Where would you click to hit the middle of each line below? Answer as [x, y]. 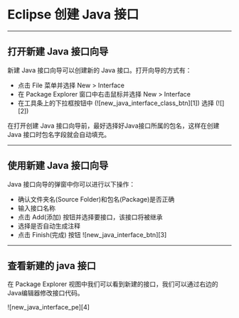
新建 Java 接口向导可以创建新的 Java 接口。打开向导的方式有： [100, 70]
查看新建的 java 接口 [52, 266]
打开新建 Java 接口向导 [58, 51]
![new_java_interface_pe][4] [49, 307]
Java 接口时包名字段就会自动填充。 [59, 134]
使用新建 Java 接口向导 [58, 166]
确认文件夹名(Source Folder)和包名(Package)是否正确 [96, 199]
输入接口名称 [36, 208]
